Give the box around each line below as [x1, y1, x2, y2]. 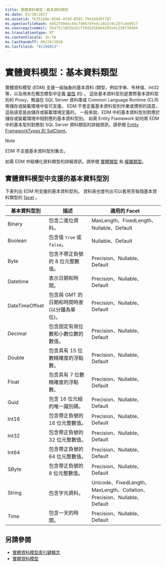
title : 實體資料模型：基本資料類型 [5, 7, 69, 12]
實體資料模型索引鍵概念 [12, 550, 60, 556]
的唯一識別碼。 [48, 403, 84, 410]
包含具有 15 [48, 347, 77, 354]
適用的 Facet [110, 208, 140, 215]
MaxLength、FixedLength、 [91, 217, 157, 224]
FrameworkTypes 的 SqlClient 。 [5, 127, 70, 134]
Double [7, 354, 25, 361]
